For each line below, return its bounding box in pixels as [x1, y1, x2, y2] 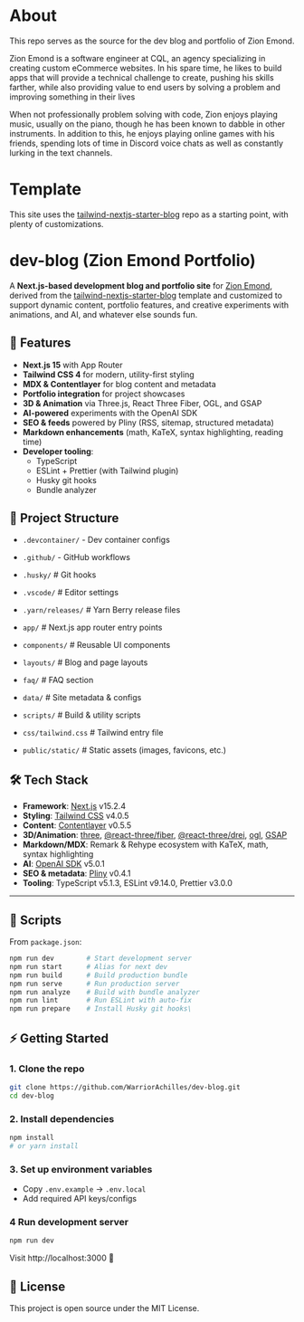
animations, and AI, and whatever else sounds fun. [9, 309, 198, 319]
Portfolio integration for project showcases [22, 388, 185, 399]
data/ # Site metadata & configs [22, 692, 142, 703]
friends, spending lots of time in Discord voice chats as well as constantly [9, 138, 283, 148]
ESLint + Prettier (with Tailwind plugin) [35, 465, 179, 476]
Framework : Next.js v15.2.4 [22, 801, 127, 812]
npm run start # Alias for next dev [9, 962, 168, 971]
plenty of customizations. [9, 218, 104, 229]
